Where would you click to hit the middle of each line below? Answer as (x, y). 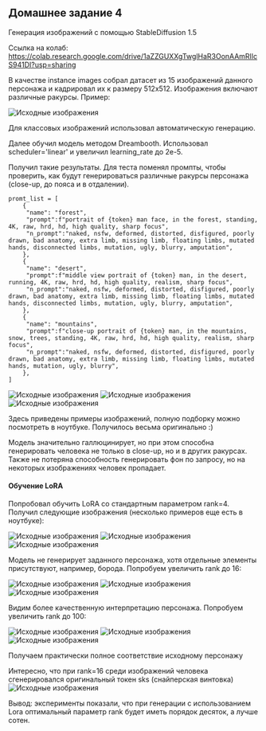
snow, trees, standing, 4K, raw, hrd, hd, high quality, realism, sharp (131, 338)
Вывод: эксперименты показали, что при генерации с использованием (129, 703)
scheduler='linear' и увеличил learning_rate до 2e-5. (96, 151)
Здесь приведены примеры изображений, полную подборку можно (124, 418)
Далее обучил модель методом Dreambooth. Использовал (108, 143)
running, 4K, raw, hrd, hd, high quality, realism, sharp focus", (121, 282)
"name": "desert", (57, 268)
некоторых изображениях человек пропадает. (87, 467)
